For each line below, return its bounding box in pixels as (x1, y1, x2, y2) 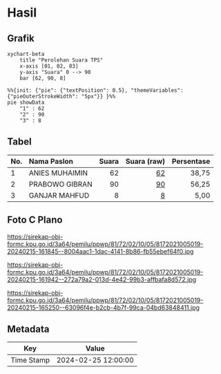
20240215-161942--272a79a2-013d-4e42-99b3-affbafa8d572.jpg (7, 275, 197, 283)
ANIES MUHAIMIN (28, 168, 88, 178)
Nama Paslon (28, 156, 74, 166)
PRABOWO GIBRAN (28, 179, 93, 189)
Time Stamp (10, 355, 50, 365)
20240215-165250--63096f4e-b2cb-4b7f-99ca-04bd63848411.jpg (7, 303, 200, 312)
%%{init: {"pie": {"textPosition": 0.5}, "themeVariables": (7, 87, 184, 94)
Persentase (171, 156, 211, 166)
